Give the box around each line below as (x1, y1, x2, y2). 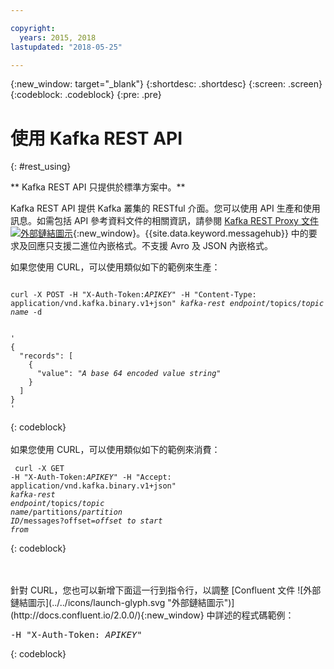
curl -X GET (14, 464, 65, 474)
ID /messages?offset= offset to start (10, 516, 163, 526)
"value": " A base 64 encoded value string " (36, 369, 222, 379)
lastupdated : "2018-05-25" (10, 42, 123, 52)
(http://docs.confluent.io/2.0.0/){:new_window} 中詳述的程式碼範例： (10, 609, 295, 621)
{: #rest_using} (10, 161, 72, 173)
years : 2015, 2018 (19, 32, 97, 43)
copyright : (10, 23, 56, 33)
